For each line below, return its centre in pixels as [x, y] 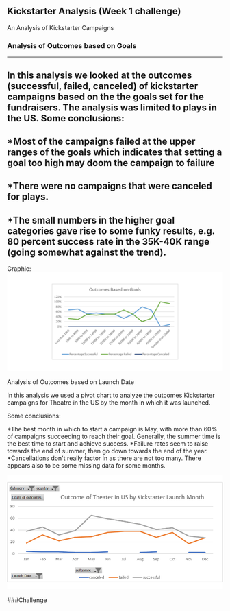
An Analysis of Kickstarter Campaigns [61, 27]
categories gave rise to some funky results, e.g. [111, 231]
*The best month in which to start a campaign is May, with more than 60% [112, 429]
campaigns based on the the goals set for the [105, 96]
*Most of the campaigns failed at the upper [101, 141]
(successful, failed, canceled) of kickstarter [103, 86]
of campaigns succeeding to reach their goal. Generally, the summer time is [114, 436]
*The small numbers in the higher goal [91, 220]
